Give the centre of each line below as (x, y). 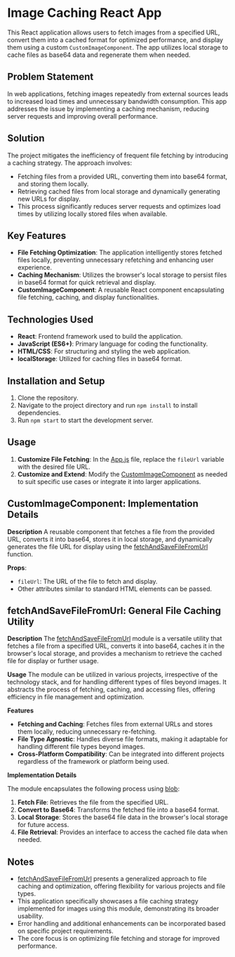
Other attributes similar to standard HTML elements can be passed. (115, 589)
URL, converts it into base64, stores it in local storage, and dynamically (110, 539)
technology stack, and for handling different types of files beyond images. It (117, 682)
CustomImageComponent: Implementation (103, 504)
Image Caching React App (85, 13)
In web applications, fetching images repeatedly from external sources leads (118, 93)
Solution (26, 138)
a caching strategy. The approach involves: (69, 162)
